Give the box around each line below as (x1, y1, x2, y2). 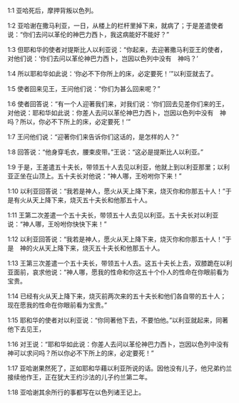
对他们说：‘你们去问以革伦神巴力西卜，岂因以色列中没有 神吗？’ (7, 54, 198, 63)
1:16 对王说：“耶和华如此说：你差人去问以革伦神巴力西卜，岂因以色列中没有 (7, 340, 230, 348)
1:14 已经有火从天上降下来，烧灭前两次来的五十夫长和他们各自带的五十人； (7, 292, 227, 300)
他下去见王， (7, 325, 45, 333)
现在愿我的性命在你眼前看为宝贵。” (7, 301, 108, 309)
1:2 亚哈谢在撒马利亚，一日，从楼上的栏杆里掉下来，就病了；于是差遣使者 (7, 21, 224, 30)
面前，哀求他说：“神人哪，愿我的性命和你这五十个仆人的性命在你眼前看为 (13, 268, 230, 276)
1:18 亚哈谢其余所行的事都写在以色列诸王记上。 (7, 388, 146, 397)
